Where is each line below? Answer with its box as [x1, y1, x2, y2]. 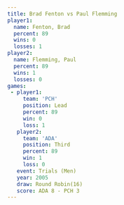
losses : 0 [13, 75, 42, 83]
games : [7, 82, 27, 89]
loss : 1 [22, 121, 46, 129]
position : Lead [22, 102, 68, 109]
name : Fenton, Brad [13, 23, 71, 30]
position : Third [22, 142, 71, 149]
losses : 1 [13, 43, 42, 50]
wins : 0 [13, 37, 36, 44]
